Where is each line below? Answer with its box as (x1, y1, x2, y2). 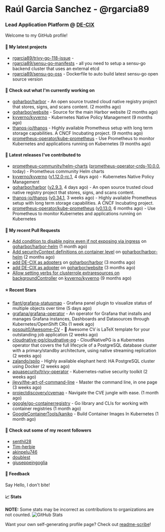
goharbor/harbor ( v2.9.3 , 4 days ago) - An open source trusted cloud (12, 184, 153, 190)
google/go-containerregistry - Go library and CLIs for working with (12, 400, 148, 406)
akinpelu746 (12, 449, 38, 455)
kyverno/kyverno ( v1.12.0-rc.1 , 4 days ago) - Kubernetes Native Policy (12, 174, 154, 180)
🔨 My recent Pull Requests (5, 227, 60, 233)
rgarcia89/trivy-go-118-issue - (12, 55, 74, 61)
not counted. (5, 512, 31, 518)
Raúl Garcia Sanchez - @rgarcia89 (5, 3, 150, 15)
